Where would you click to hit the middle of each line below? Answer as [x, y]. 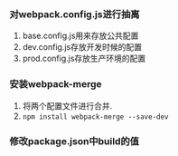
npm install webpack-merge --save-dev [95, 117]
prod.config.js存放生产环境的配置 [84, 58]
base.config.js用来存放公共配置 [80, 36]
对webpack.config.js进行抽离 [75, 14]
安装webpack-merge [56, 84]
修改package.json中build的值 [75, 141]
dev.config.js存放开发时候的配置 [82, 47]
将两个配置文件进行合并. [67, 105]
